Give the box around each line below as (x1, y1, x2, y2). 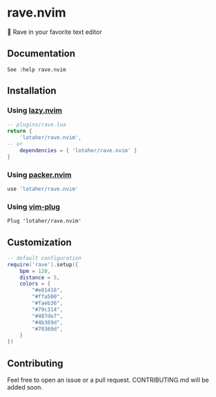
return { (7, 128, 32, 135)
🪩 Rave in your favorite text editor (7, 28, 102, 36)
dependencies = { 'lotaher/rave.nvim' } (19, 147, 137, 154)
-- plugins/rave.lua (7, 121, 67, 129)
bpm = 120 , (19, 268, 51, 275)
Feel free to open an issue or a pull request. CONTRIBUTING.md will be (7, 376, 209, 385)
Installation (7, 85, 57, 97)
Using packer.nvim (7, 169, 72, 179)
